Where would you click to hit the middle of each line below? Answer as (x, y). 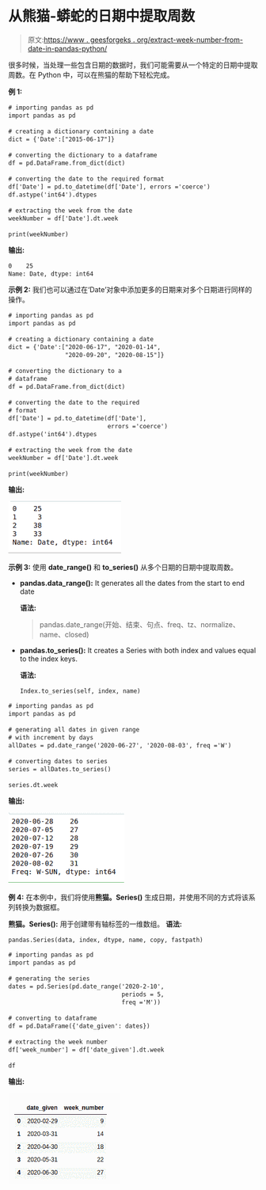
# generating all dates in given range (74, 729)
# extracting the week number (58, 1042)
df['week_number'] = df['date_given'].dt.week (86, 1050)
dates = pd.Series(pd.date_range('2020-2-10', (86, 987)
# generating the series (49, 979)
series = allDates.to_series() (60, 769)
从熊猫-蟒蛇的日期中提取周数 (102, 16)
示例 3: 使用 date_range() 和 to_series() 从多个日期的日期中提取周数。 (123, 567)
